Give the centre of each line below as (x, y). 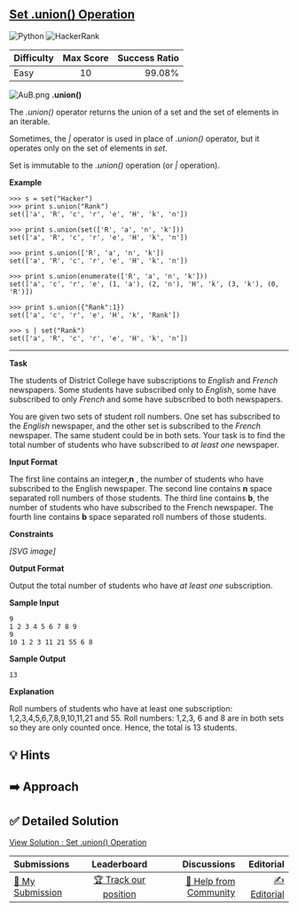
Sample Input (34, 602)
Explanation (32, 691)
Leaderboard (120, 864)
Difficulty (34, 58)
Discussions (209, 864)
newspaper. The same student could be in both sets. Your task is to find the (147, 435)
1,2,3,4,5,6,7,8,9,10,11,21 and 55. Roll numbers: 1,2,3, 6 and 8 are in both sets (147, 718)
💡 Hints (30, 755)
